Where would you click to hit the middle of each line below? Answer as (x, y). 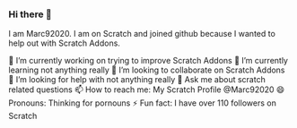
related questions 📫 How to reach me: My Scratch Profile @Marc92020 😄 (147, 90)
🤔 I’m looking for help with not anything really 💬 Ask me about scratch (137, 80)
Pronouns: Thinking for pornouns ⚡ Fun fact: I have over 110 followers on (143, 103)
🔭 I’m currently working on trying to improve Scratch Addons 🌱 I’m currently (148, 61)
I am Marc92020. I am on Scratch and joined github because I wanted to (142, 34)
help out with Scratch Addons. (64, 43)
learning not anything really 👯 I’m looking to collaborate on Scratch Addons (147, 70)
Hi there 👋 (31, 14)
